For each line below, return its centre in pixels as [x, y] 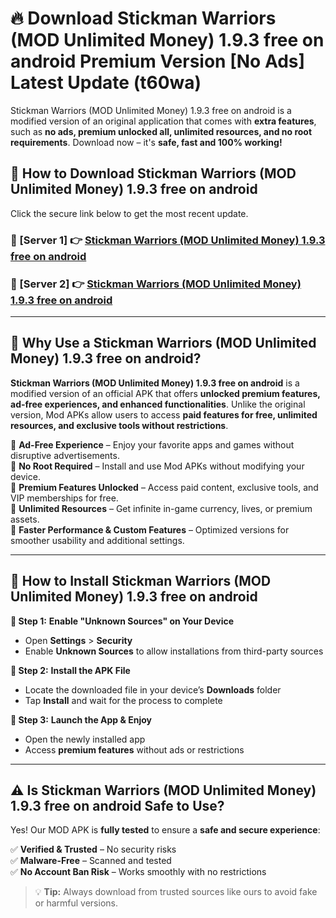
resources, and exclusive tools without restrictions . [119, 425]
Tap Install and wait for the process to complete [123, 700]
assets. [25, 519]
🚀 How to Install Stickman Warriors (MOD [141, 581]
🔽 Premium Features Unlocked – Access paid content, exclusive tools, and [164, 487]
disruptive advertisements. [65, 455]
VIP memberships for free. [64, 498]
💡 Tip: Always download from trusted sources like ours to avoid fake [176, 892]
